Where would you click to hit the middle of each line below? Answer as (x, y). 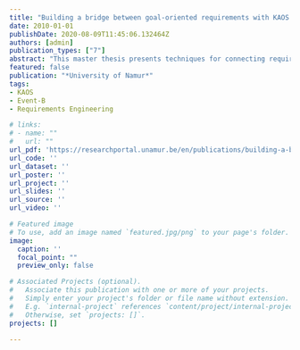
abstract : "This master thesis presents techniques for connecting (137, 59)
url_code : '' (33, 158)
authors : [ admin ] (42, 42)
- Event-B (28, 100)
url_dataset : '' (39, 166)
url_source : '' (37, 200)
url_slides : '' (37, 192)
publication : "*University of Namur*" (81, 76)
